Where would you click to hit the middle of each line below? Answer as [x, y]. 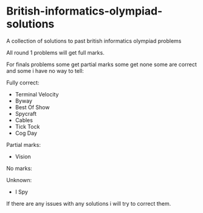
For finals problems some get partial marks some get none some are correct [101, 64]
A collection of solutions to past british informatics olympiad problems [94, 41]
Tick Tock [27, 126]
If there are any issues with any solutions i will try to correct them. [89, 203]
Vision [23, 157]
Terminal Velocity [37, 94]
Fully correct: [23, 83]
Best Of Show [32, 107]
